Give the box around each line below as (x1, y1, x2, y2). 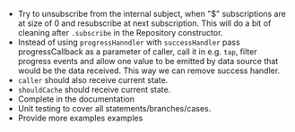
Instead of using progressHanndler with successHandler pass (17, 37, 240, 47)
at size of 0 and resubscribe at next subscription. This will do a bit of (17, 18, 272, 29)
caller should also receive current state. (17, 75, 169, 85)
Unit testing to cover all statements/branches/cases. (17, 103, 212, 113)
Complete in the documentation (17, 94, 134, 104)
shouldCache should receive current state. (17, 85, 171, 95)
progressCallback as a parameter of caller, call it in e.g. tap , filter (17, 46, 257, 57)
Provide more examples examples (17, 112, 143, 123)
